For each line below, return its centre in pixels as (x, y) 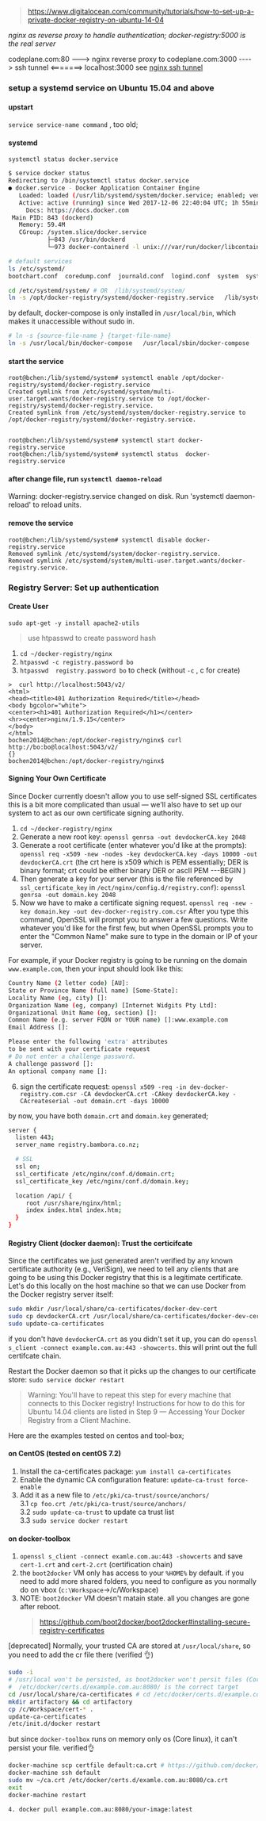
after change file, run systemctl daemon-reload (85, 478)
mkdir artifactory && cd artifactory (70, 1702)
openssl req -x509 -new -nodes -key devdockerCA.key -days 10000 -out (139, 855)
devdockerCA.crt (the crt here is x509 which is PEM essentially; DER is (134, 862)
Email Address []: (38, 1027)
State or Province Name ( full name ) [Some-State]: (93, 991)
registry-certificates (72, 1631)
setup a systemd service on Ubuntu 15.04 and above (112, 88)
